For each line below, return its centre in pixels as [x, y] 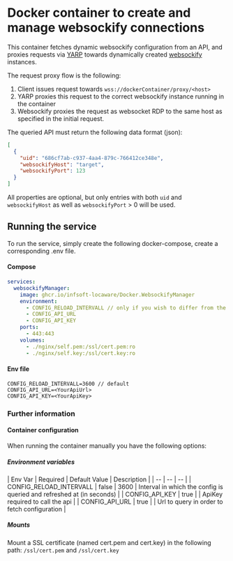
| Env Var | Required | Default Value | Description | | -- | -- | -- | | [99, 479]
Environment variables [41, 462]
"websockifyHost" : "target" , [62, 165]
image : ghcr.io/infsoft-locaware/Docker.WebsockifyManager [107, 295]
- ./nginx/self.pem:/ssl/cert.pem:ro [81, 347]
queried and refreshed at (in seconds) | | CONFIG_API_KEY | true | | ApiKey [115, 494]
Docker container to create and [99, 13]
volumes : [32, 340]
